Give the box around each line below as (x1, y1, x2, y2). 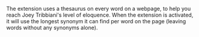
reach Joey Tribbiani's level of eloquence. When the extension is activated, (6, 11, 194, 18)
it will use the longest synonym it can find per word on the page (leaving (6, 18, 186, 24)
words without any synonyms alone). (6, 24, 98, 31)
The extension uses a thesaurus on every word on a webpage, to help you (6, 5, 191, 12)
